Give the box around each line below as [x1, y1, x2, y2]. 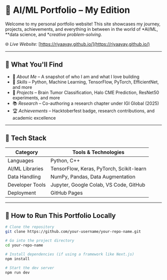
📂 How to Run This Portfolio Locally [5, 211, 116, 220]
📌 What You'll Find [5, 61, 63, 69]
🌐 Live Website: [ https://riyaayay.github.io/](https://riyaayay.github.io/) [5, 41, 150, 47]
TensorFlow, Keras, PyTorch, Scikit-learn [50, 165, 147, 172]
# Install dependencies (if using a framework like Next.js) [5, 252, 135, 257]
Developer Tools [7, 181, 46, 188]
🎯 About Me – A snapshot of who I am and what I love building [12, 73, 140, 79]
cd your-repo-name [5, 243, 43, 248]
